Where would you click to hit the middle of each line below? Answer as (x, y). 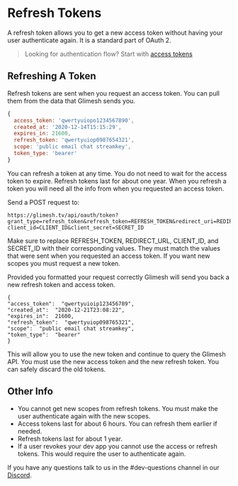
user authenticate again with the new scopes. (84, 416)
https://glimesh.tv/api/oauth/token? (63, 215)
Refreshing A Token (52, 76)
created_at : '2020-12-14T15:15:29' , (68, 127)
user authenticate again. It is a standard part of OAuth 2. (89, 40)
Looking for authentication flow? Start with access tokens (108, 54)
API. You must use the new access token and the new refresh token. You (113, 361)
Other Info (30, 391)
